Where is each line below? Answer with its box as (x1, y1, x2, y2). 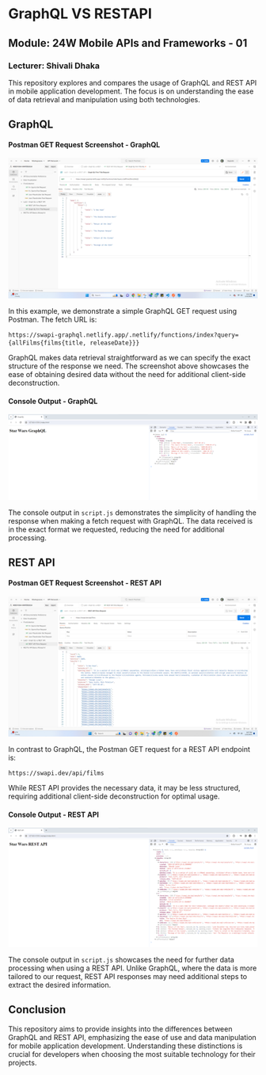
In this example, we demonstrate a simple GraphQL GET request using (8, 306, 237, 315)
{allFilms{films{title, (8, 338, 87, 347)
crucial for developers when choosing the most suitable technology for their (8, 1049, 256, 1058)
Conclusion (8, 1003, 66, 1016)
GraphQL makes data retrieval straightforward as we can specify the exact (8, 353, 251, 362)
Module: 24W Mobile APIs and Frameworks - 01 (8, 36, 248, 50)
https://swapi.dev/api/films (8, 769, 104, 777)
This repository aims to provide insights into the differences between (8, 1024, 233, 1034)
